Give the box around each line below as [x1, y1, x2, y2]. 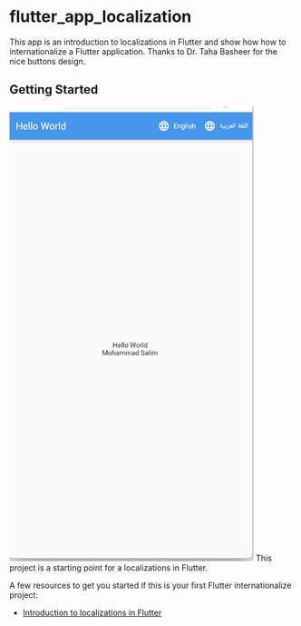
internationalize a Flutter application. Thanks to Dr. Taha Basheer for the [9, 45, 278, 56]
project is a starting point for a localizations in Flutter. [9, 561, 209, 573]
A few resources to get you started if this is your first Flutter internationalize [9, 580, 292, 591]
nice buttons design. [9, 55, 86, 66]
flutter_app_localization [9, 6, 192, 27]
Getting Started [9, 82, 99, 97]
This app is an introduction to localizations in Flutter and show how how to [9, 36, 286, 47]
